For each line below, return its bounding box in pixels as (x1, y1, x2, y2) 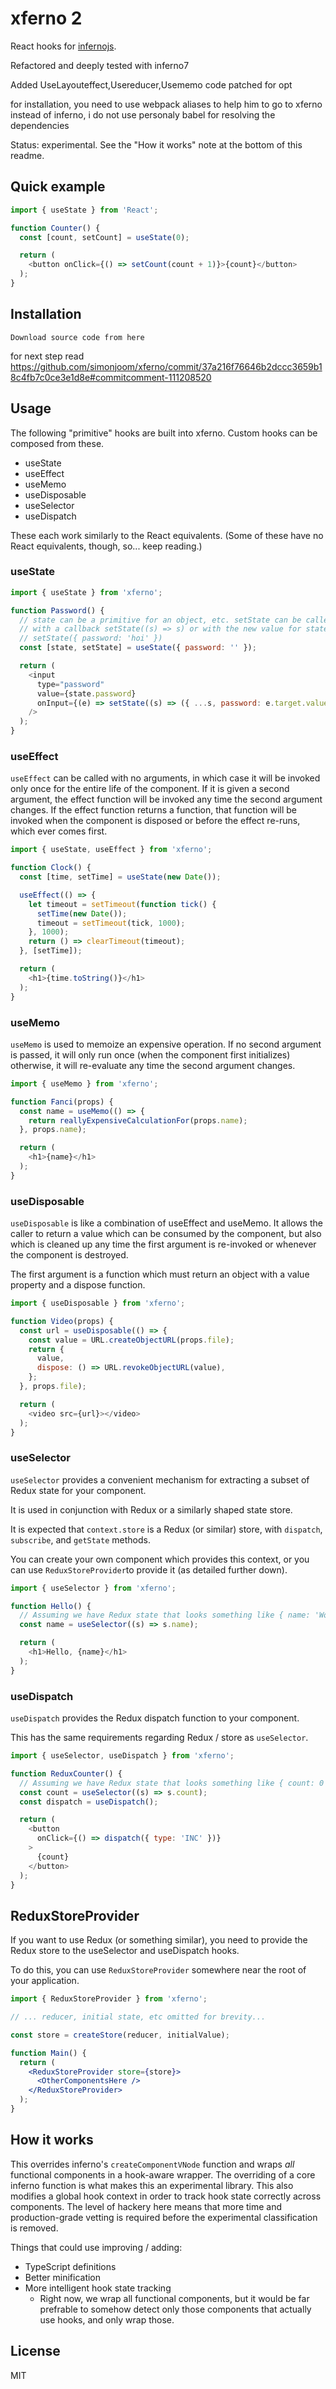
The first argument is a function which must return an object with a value (10, 1268, 310, 1281)
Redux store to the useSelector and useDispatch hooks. (10, 1945, 240, 1957)
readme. (10, 149, 45, 161)
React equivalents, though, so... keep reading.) (10, 540, 203, 552)
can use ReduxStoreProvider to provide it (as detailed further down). (10, 1563, 288, 1576)
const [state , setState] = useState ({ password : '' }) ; (19, 643, 257, 653)
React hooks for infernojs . (10, 40, 117, 52)
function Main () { (10, 2048, 87, 2058)
